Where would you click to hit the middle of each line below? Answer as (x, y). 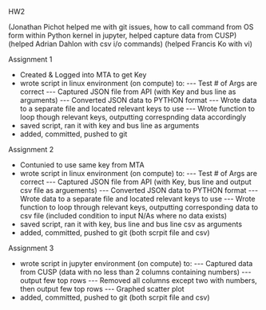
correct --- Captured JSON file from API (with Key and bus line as (128, 92)
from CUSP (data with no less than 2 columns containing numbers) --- (135, 272)
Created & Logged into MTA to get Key (83, 75)
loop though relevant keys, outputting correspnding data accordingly (133, 117)
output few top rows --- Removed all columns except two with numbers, (138, 281)
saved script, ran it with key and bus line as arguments (109, 126)
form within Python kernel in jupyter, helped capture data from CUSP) (123, 35)
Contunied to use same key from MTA (82, 165)
